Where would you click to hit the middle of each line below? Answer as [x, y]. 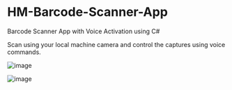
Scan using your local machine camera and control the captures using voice [116, 44]
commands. [24, 52]
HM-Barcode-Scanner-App [88, 12]
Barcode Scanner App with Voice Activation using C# [84, 31]
